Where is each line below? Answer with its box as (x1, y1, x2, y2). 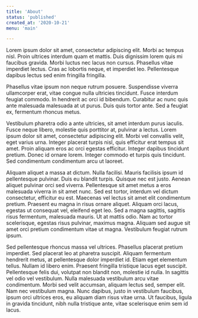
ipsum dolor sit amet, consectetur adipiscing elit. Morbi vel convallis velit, (6, 133, 184, 140)
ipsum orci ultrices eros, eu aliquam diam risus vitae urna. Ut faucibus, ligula (6, 294, 192, 301)
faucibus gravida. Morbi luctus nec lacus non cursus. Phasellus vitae (6, 59, 173, 66)
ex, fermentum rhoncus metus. (6, 108, 82, 115)
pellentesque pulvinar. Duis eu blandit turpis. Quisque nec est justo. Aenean (6, 175, 191, 182)
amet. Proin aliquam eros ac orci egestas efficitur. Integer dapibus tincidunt (6, 145, 189, 152)
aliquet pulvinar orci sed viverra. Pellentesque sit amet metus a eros (6, 182, 171, 189)
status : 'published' (6, 14, 57, 20)
